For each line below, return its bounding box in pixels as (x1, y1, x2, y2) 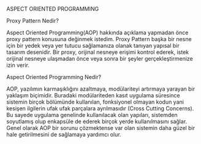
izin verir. (6, 61, 29, 69)
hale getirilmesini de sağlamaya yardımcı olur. (6, 131, 121, 138)
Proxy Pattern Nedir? (6, 17, 59, 24)
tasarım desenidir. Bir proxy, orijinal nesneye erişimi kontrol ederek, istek (6, 48, 189, 56)
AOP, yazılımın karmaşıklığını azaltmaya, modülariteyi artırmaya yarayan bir (6, 85, 195, 93)
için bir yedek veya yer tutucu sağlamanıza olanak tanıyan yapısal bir (6, 42, 180, 49)
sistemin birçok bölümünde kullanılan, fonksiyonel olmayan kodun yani (6, 98, 184, 105)
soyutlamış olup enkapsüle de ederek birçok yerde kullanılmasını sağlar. (6, 118, 188, 125)
